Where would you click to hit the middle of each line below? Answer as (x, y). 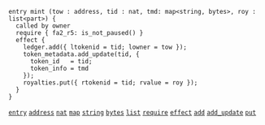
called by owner (43, 26)
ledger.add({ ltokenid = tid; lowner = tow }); (105, 47)
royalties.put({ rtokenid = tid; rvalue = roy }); (111, 83)
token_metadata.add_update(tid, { (81, 54)
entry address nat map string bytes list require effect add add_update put (132, 113)
